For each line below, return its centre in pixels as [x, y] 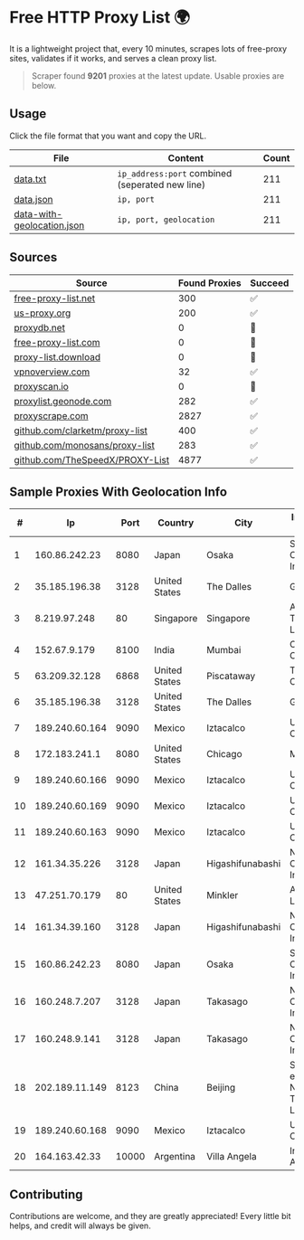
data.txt [30, 179]
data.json [33, 199]
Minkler [223, 895]
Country [176, 523]
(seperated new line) [161, 185]
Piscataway [231, 677]
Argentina [175, 1157]
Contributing [46, 1194]
